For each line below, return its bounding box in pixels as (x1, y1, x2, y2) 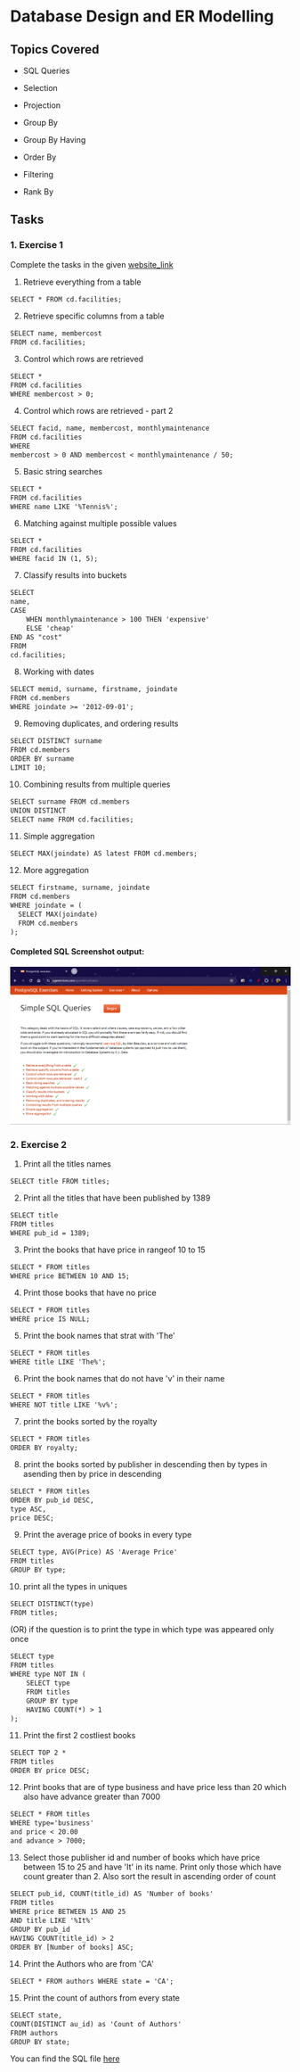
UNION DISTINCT (10, 805, 67, 815)
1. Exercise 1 (10, 239, 63, 252)
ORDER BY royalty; (10, 1443, 78, 1453)
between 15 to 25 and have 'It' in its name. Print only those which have (22, 1861, 282, 1872)
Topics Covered (10, 42, 100, 57)
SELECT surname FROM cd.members (10, 797, 130, 806)
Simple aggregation (22, 830, 95, 841)
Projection (22, 100, 61, 111)
